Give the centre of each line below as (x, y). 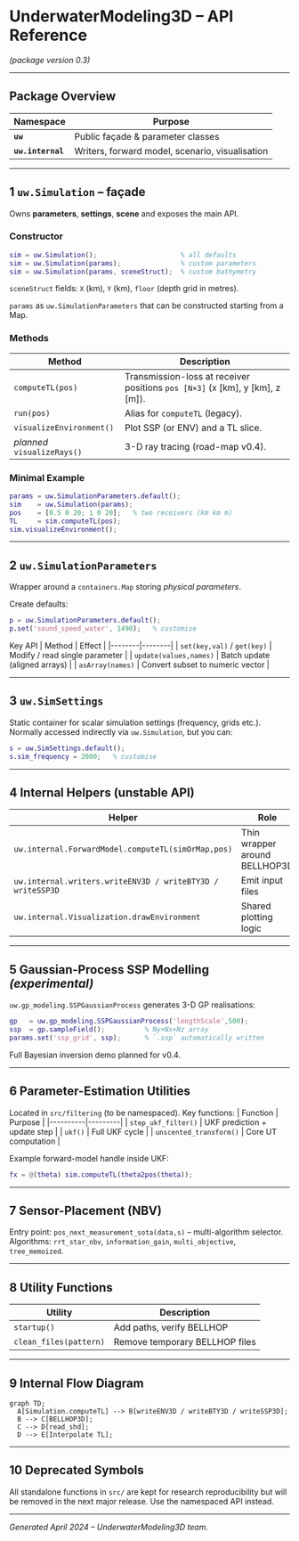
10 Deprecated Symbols (77, 1470)
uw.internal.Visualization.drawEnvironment (107, 917)
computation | (35, 1141)
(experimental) (52, 983)
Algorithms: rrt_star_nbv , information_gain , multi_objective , (123, 1242)
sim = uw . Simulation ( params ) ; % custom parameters (133, 263)
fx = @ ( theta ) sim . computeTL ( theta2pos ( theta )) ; (101, 1174)
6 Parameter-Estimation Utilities (100, 1092)
